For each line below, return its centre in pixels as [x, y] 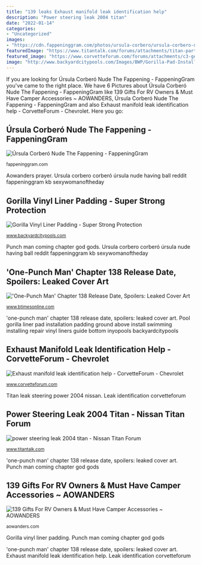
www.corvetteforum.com [32, 384]
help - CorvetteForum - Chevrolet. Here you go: [65, 111]
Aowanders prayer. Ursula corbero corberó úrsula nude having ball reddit [97, 176]
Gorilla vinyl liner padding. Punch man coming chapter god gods [86, 538]
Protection [26, 210]
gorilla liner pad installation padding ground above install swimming [89, 324]
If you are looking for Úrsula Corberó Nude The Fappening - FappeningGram [100, 79]
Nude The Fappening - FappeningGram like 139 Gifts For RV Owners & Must [100, 92]
